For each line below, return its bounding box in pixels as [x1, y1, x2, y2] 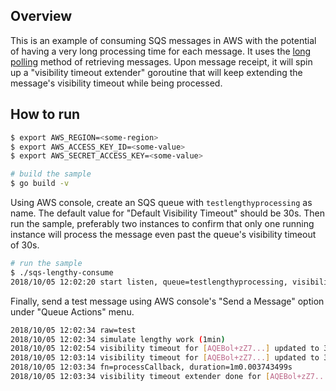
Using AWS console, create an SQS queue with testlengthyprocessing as [10, 197, 313, 208]
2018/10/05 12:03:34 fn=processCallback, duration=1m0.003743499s [10, 362, 293, 373]
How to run [10, 106, 81, 123]
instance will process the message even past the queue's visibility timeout [10, 229, 317, 240]
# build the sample [10, 169, 92, 179]
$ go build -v [10, 179, 70, 189]
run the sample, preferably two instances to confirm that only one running [10, 218, 315, 229]
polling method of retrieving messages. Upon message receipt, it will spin [10, 55, 313, 68]
